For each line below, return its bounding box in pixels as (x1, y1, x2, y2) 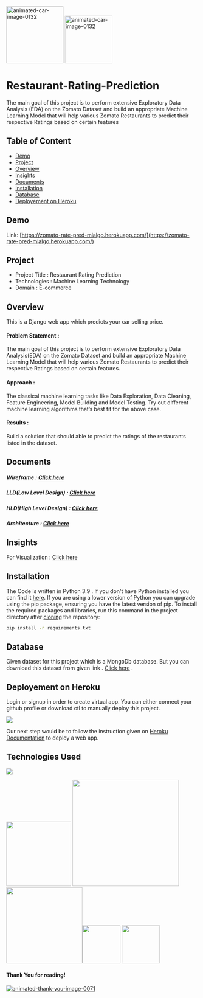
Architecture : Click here (6, 519, 70, 527)
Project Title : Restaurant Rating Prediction (15, 271, 122, 279)
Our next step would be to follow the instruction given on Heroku (6, 728, 168, 735)
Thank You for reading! (6, 971, 66, 979)
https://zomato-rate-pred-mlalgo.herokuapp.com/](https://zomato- (21, 231, 190, 238)
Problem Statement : (6, 331, 60, 339)
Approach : (6, 378, 35, 386)
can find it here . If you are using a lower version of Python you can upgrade (6, 594, 196, 601)
